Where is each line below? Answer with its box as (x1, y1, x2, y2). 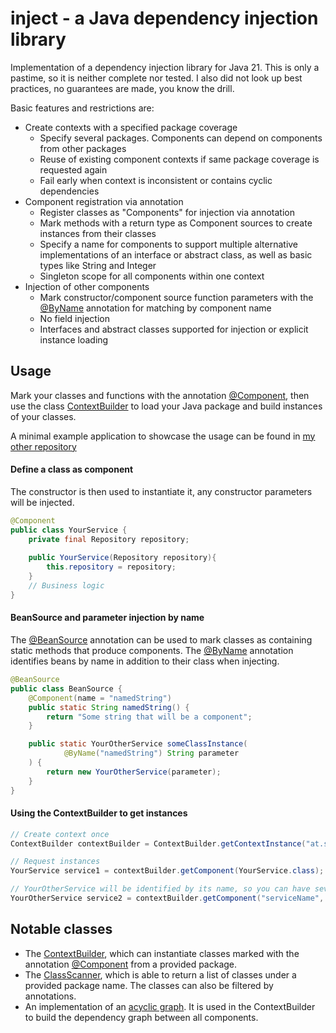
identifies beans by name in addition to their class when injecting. (10, 655, 280, 667)
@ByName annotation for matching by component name (39, 302, 272, 314)
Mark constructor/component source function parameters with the (39, 291, 314, 303)
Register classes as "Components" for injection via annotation (39, 206, 295, 218)
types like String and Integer (39, 259, 157, 271)
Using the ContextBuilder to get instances (10, 807, 188, 819)
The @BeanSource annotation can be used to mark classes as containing (10, 634, 313, 646)
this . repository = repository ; (46, 562, 177, 572)
